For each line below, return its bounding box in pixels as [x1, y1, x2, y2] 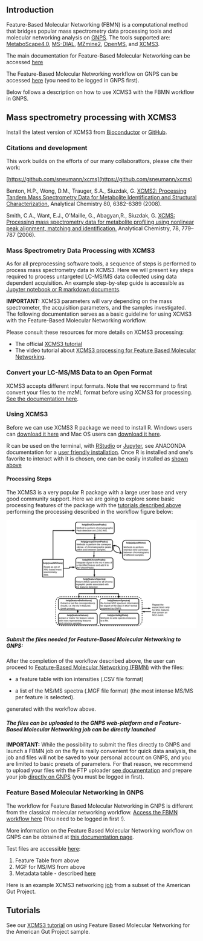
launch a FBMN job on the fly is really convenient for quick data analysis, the [6, 748, 197, 755]
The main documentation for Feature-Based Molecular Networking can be [6, 52, 190, 59]
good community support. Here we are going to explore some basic [6, 495, 175, 502]
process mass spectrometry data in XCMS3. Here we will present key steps [6, 267, 194, 274]
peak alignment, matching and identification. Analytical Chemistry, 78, [6, 224, 181, 232]
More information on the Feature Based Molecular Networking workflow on [6, 826, 193, 834]
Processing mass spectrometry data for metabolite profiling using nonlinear [6, 218, 195, 225]
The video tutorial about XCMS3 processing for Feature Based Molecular [14, 347, 196, 354]
